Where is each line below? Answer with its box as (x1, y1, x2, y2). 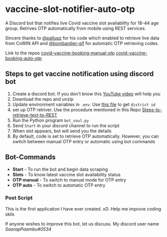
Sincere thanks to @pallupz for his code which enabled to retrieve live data (5, 35, 159, 41)
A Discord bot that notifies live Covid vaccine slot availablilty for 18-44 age (5, 20, 159, 26)
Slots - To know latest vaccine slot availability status (12, 171, 121, 178)
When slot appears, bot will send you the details (12, 128, 111, 134)
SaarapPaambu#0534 (5, 226, 51, 232)
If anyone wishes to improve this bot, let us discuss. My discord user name (5, 221, 159, 227)
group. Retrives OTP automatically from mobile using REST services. (5, 25, 146, 31)
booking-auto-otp (5, 55, 42, 61)
